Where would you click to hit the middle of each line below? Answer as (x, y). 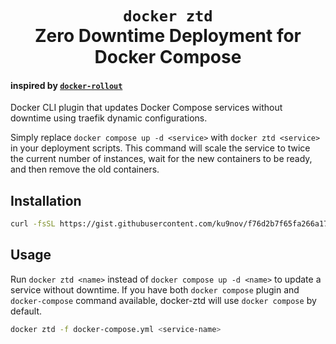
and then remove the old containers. (85, 169)
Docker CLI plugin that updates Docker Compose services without (146, 108)
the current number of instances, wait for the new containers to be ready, (161, 159)
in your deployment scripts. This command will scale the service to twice (160, 148)
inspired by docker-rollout (66, 85)
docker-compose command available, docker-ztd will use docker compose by (163, 300)
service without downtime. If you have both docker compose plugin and (155, 289)
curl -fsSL (33, 224)
